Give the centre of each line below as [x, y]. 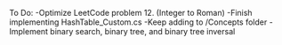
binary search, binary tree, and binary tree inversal [143, 31]
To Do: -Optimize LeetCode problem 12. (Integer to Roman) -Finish [131, 13]
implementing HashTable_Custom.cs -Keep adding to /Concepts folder [138, 22]
